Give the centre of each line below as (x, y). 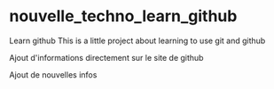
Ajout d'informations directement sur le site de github (106, 57)
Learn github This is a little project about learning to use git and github (137, 41)
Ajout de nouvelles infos (53, 74)
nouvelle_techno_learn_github (123, 16)
